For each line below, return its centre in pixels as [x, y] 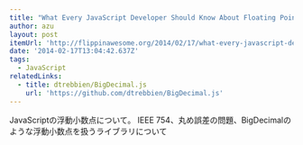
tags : [19, 59]
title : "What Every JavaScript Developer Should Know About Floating [143, 18]
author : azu [32, 26]
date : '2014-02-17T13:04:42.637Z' [74, 51]
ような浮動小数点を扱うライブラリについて [88, 131]
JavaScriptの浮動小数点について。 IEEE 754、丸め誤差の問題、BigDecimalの [150, 120]
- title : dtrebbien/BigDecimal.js [82, 85]
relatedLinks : [36, 77]
